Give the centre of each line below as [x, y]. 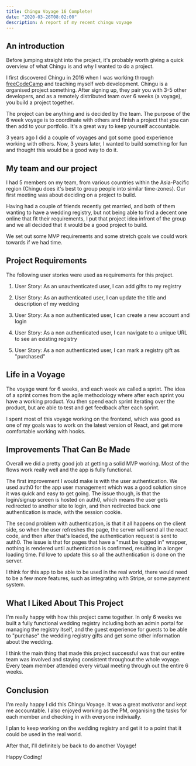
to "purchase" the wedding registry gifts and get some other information [93, 636]
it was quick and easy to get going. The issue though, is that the [83, 494]
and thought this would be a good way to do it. [62, 150]
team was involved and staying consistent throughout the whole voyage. [93, 660]
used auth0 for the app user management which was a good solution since [96, 487]
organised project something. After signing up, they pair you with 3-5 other [97, 90]
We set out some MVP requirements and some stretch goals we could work [97, 236]
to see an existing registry [46, 339]
